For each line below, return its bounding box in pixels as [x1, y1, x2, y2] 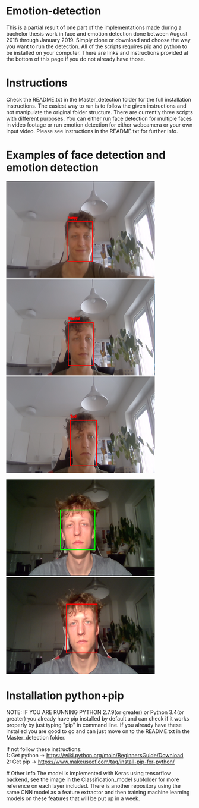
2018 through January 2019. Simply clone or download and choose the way [6, 36, 191, 43]
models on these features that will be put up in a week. [6, 795, 140, 802]
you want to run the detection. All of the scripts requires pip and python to [6, 43, 187, 50]
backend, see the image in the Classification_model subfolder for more [6, 776, 179, 783]
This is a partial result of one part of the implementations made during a [6, 24, 182, 31]
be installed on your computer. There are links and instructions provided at [6, 49, 189, 56]
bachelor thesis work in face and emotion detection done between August [6, 30, 188, 37]
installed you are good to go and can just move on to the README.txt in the [6, 727, 190, 735]
